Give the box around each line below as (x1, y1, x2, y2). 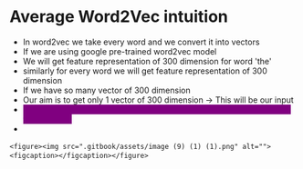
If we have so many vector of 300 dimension (22, 84, 191, 95)
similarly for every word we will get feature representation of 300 (22, 65, 267, 76)
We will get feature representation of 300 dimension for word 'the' (22, 55, 272, 66)
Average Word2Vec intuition (9, 6, 228, 27)
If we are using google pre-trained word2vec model (22, 45, 217, 56)
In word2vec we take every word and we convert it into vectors (22, 36, 260, 47)
